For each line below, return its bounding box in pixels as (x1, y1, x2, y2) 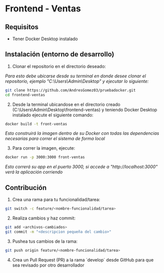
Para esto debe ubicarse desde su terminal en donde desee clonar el (5, 73, 146, 79)
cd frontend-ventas (5, 92, 45, 97)
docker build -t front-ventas (5, 121, 68, 126)
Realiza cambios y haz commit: (12, 215, 76, 221)
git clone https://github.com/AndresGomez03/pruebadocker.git (5, 88, 136, 93)
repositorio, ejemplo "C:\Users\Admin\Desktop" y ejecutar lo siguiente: (5, 78, 149, 84)
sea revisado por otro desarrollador (12, 262, 84, 268)
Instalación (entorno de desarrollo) (5, 50, 115, 58)
